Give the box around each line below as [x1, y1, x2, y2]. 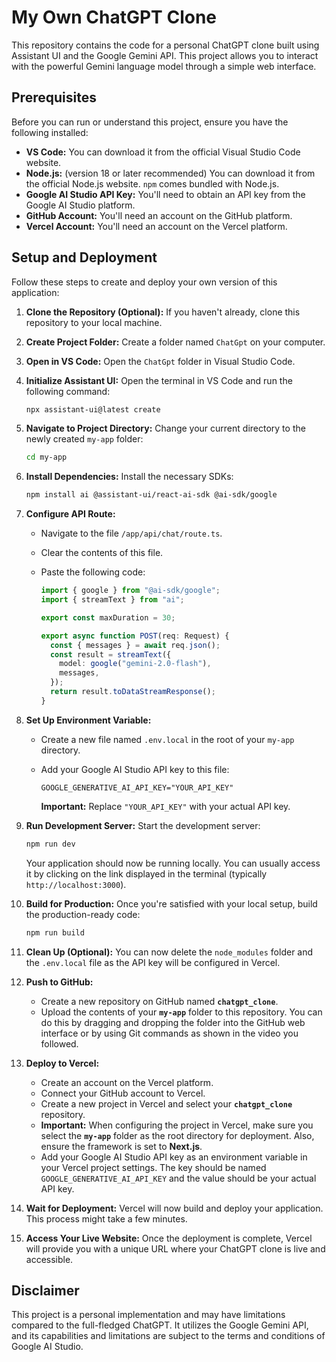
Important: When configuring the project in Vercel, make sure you [40, 1119, 314, 1131]
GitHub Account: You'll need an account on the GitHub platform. [25, 209, 293, 221]
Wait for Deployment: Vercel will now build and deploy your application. [25, 1202, 324, 1214]
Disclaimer [11, 1282, 80, 1299]
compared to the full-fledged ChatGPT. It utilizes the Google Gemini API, [11, 1319, 309, 1331]
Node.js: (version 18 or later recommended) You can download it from [25, 167, 316, 179]
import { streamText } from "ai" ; [40, 595, 185, 605]
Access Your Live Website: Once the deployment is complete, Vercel [25, 1232, 313, 1244]
